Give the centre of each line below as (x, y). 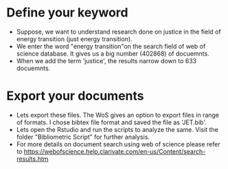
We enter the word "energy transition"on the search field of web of (111, 46)
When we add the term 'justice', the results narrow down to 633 (106, 60)
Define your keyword (67, 13)
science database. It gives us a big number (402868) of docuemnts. (113, 54)
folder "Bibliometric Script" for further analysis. (83, 137)
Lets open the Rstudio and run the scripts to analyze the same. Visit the (117, 129)
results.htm (32, 159)
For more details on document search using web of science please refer (118, 144)
